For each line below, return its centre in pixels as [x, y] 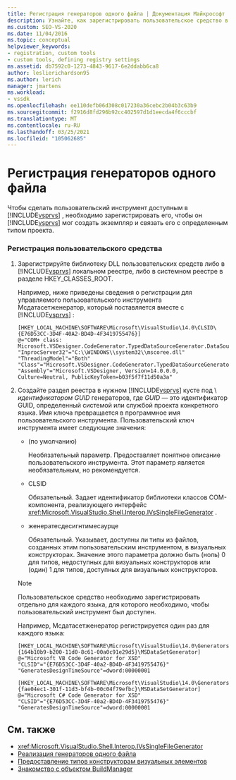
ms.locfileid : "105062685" [47, 138]
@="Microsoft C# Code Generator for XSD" [79, 695]
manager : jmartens [34, 86]
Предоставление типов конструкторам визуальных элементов [112, 762]
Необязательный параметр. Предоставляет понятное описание [124, 455]
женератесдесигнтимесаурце [73, 526]
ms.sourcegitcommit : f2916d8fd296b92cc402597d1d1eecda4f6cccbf [102, 112]
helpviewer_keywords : [39, 47]
